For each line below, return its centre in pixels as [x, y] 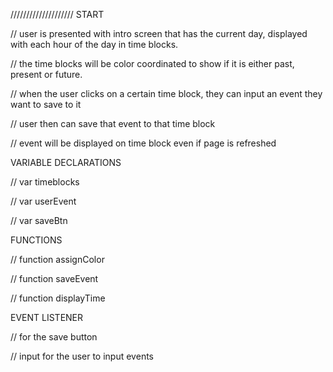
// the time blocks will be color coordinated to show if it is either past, [152, 63]
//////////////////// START [57, 14]
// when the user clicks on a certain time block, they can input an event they [166, 93]
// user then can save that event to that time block [113, 123]
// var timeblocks [45, 182]
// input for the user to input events [82, 356]
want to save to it [46, 104]
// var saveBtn [39, 220]
